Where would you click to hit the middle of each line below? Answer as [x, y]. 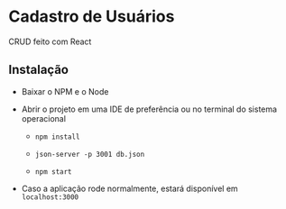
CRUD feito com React [50, 41]
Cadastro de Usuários [92, 17]
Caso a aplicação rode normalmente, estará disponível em [129, 188]
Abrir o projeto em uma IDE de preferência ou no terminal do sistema [149, 109]
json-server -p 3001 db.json [90, 154]
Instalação [39, 70]
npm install [57, 137]
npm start [54, 172]
